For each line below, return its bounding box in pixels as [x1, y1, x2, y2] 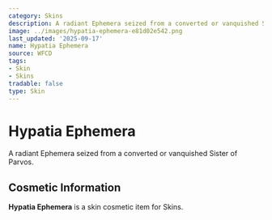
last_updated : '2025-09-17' [8, 34, 104, 43]
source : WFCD [8, 49, 53, 57]
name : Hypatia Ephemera [8, 42, 89, 50]
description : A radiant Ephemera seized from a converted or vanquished [8, 19, 259, 27]
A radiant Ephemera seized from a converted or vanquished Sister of [8, 149, 238, 159]
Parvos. [8, 157, 34, 167]
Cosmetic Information [8, 180, 121, 194]
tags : [8, 57, 27, 66]
